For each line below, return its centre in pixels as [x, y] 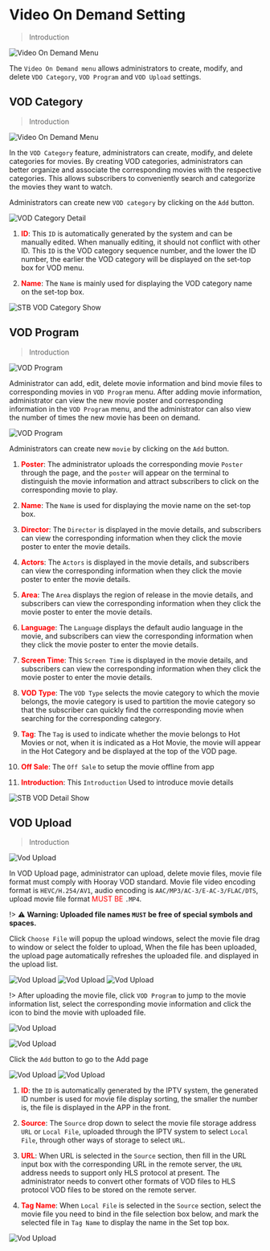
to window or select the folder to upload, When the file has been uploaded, [133, 947]
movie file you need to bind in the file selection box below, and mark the [140, 1214]
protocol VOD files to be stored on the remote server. [108, 1190]
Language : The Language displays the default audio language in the [132, 627]
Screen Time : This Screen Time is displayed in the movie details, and [134, 660]
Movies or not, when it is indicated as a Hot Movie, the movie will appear [141, 742]
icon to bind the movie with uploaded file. [78, 1013]
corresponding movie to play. [69, 490]
